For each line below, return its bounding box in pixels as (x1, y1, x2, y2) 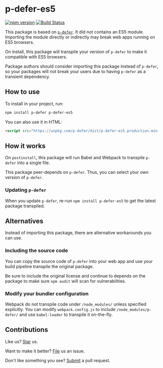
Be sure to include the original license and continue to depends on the (5, 273, 146, 278)
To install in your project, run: (5, 101, 64, 107)
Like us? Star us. (5, 338, 38, 344)
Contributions (5, 326, 48, 334)
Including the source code (5, 247, 68, 254)
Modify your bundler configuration (5, 290, 89, 297)
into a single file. (17, 160, 50, 166)
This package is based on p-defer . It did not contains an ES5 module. (5, 29, 144, 35)
